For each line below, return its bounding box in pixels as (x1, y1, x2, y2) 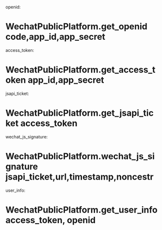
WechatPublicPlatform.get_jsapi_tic (5, 107, 154, 119)
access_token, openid (5, 215, 96, 226)
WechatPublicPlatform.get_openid (5, 21, 147, 32)
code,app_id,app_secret (5, 31, 106, 43)
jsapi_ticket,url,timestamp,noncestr (5, 171, 154, 182)
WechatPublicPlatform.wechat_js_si (5, 151, 155, 162)
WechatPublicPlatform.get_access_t (5, 64, 156, 76)
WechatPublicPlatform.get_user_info (5, 204, 158, 215)
